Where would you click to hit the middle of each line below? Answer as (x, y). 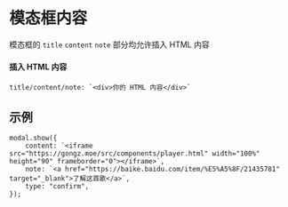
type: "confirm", (57, 186)
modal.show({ (33, 138)
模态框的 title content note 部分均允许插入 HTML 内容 (110, 44)
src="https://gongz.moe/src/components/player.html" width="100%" (135, 153)
